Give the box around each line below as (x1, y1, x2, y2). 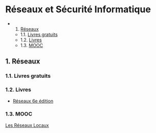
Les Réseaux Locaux (5, 122, 50, 128)
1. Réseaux (5, 57, 40, 66)
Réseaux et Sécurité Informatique (5, 4, 151, 15)
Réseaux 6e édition (12, 98, 54, 104)
